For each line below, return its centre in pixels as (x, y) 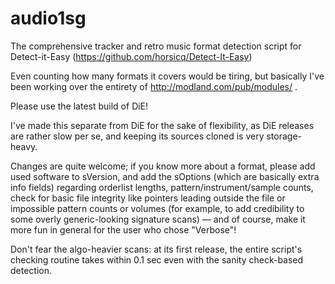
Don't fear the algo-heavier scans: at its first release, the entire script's (156, 249)
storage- (284, 136)
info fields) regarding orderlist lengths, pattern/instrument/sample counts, (162, 187)
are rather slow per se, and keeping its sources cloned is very (137, 136)
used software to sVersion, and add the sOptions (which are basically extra (165, 176)
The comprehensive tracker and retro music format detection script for (156, 46)
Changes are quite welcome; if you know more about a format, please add (163, 166)
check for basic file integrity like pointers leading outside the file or (148, 198)
